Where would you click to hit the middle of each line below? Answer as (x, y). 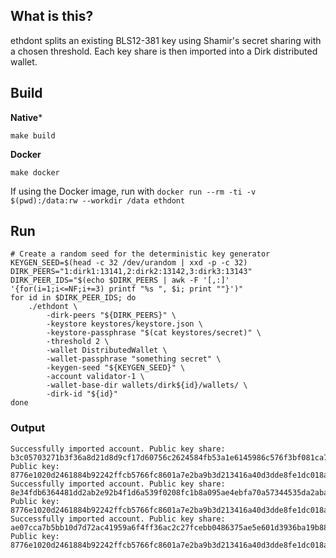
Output (28, 428)
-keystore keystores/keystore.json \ (124, 324)
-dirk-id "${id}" (82, 394)
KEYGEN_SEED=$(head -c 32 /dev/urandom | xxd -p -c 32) (129, 263)
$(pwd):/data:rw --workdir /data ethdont (98, 200)
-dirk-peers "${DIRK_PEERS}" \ (111, 315)
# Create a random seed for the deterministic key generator (140, 254)
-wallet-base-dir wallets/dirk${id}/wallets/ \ (147, 385)
